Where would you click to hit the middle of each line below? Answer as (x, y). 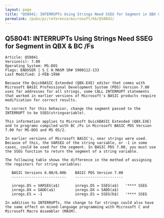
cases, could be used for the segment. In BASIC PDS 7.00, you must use (81, 147)
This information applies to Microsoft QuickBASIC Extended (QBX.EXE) (78, 122)
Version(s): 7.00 (23, 62)
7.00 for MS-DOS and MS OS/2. (36, 130)
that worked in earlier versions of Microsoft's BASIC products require (81, 96)
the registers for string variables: (43, 164)
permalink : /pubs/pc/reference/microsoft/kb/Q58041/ (60, 19)
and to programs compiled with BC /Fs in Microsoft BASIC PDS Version (78, 126)
